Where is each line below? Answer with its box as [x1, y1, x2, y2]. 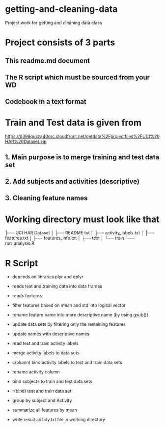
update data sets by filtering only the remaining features [12, 321, 126, 327]
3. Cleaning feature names [5, 194, 88, 202]
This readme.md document [5, 57, 90, 65]
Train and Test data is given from [5, 117, 141, 128]
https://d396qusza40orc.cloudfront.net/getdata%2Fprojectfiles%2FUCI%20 [5, 134, 160, 140]
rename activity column [12, 369, 60, 375]
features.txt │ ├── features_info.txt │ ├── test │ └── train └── [5, 235, 135, 241]
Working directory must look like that [5, 214, 160, 225]
